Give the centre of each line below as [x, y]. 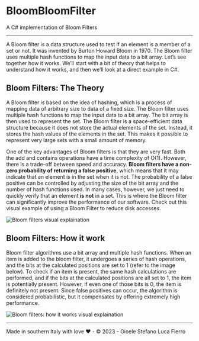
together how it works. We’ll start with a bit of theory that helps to [86, 63]
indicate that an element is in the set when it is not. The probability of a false [99, 176]
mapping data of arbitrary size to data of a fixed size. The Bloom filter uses [97, 108]
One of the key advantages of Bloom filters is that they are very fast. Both [96, 152]
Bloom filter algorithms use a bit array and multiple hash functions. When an [99, 252]
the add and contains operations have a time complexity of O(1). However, [96, 157]
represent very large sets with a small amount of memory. [76, 140]
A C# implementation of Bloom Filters [52, 27]
